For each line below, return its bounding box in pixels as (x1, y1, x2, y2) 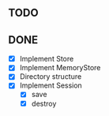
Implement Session (19, 80, 83, 90)
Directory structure (19, 72, 82, 81)
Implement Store (19, 54, 74, 64)
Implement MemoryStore (19, 63, 101, 73)
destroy (31, 99, 57, 108)
